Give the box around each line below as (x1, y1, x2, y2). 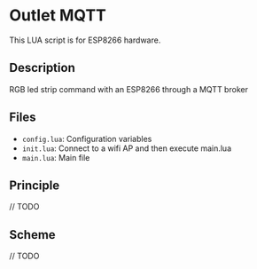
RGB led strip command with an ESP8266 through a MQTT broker (9, 83, 248, 94)
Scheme (9, 227, 56, 242)
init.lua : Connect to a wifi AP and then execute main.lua (21, 143, 232, 154)
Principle (9, 178, 60, 193)
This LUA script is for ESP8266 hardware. (9, 35, 161, 45)
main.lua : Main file (21, 152, 90, 162)
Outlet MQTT (9, 5, 106, 26)
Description (9, 60, 75, 75)
